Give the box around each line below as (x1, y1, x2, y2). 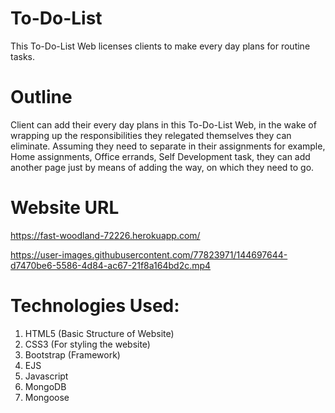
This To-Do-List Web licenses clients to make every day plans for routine (10, 40, 311, 52)
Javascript (24, 370, 69, 382)
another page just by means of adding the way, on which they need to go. (10, 161, 315, 173)
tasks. (10, 50, 36, 62)
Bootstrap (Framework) (24, 348, 121, 361)
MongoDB (24, 380, 67, 392)
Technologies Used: (10, 295, 180, 317)
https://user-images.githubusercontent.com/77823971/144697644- (10, 248, 288, 261)
